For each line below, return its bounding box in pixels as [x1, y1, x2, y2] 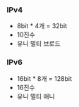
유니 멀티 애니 [16, 92, 55, 100]
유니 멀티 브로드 [16, 39, 61, 48]
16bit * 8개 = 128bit [16, 74, 72, 82]
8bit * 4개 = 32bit [16, 22, 68, 30]
